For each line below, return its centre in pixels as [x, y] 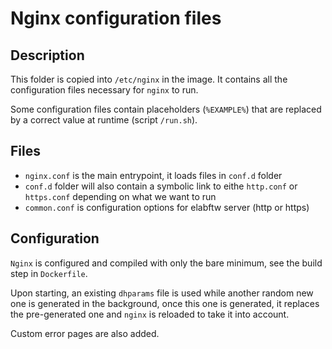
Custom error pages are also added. [85, 333]
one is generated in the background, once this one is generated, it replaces [165, 303]
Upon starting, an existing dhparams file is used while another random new [162, 293]
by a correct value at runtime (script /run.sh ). [104, 120]
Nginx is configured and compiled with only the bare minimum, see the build [166, 263]
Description [47, 55]
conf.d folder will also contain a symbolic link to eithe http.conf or [161, 186]
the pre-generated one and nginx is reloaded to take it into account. [150, 314]
